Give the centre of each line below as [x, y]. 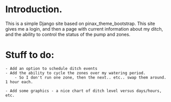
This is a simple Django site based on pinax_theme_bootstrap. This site [80, 23]
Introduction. [34, 9]
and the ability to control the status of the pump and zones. [68, 34]
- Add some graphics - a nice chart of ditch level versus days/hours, [83, 91]
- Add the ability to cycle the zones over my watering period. [75, 73]
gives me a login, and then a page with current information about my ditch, [84, 29]
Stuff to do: [30, 55]
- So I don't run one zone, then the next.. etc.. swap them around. [91, 78]
